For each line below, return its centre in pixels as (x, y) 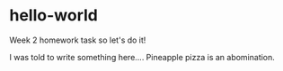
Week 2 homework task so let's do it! (78, 40)
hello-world (54, 16)
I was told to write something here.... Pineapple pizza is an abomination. (142, 57)
